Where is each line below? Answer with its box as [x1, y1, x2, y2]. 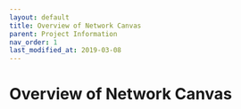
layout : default [9, 12, 70, 22]
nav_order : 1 [9, 37, 58, 47]
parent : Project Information [9, 29, 118, 38]
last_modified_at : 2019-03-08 [9, 46, 122, 55]
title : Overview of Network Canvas [9, 21, 142, 30]
